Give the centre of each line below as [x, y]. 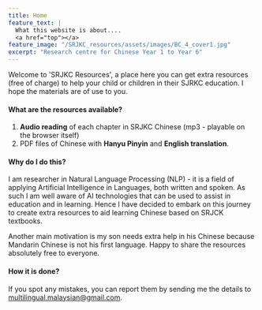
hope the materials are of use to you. [68, 91]
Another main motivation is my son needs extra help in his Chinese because [131, 237]
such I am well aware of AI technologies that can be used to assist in [120, 196]
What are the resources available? [65, 109]
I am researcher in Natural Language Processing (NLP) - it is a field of [122, 179]
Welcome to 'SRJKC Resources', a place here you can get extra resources [128, 75]
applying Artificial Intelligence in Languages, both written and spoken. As [127, 188]
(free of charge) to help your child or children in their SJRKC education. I [126, 83]
